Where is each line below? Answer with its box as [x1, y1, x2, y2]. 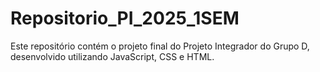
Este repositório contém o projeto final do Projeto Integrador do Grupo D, [10, 40, 310, 52]
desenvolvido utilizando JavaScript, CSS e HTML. [10, 50, 215, 62]
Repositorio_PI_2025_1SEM [10, 7, 240, 30]
